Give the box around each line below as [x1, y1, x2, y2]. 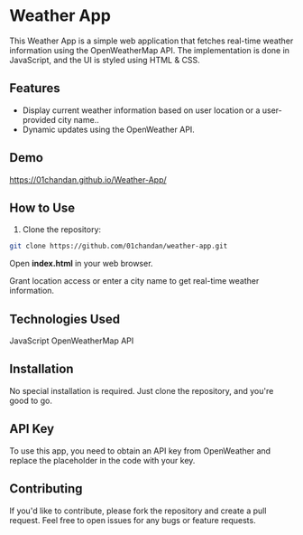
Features [9, 80, 60, 96]
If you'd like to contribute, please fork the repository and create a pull [9, 505, 267, 516]
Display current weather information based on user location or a [22, 105, 261, 116]
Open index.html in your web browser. [9, 258, 153, 269]
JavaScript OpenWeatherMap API [9, 335, 134, 346]
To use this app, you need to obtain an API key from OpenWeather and [9, 445, 271, 456]
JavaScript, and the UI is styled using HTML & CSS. [9, 54, 200, 65]
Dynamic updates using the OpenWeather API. [22, 124, 196, 135]
